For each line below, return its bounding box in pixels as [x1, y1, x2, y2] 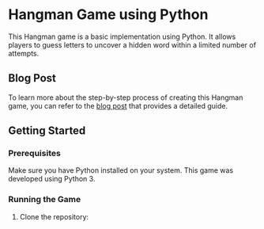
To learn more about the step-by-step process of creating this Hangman [8, 93, 243, 102]
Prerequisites [8, 148, 61, 159]
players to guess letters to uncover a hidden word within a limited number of [8, 40, 257, 49]
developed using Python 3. [8, 174, 96, 184]
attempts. [8, 48, 40, 58]
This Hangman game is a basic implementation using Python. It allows [8, 32, 236, 41]
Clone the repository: [19, 212, 89, 221]
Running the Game [8, 194, 81, 205]
